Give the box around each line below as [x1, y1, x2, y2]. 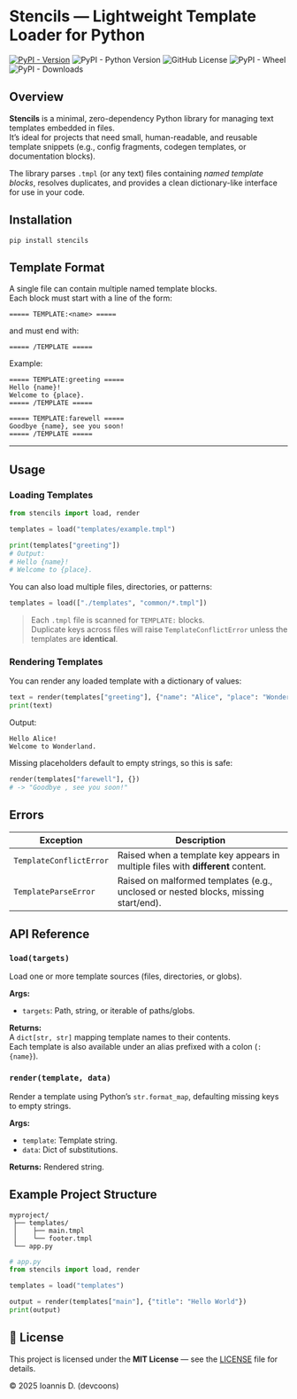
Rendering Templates [9, 656, 103, 668]
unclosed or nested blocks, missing [117, 885, 265, 897]
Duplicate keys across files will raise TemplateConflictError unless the [30, 624, 288, 635]
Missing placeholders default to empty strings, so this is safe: [9, 758, 232, 769]
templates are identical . [30, 634, 118, 645]
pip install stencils [9, 236, 89, 245]
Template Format [9, 260, 105, 275]
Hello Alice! [9, 734, 57, 744]
